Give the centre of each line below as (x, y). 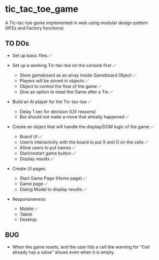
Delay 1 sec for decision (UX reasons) (58, 111)
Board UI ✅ (31, 136)
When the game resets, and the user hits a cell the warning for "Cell (81, 247)
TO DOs (17, 44)
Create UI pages (29, 168)
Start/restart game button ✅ (48, 153)
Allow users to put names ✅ (48, 148)
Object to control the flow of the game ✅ (61, 86)
